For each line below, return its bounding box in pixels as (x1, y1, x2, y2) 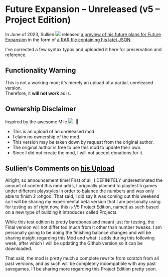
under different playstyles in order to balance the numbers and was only (5, 188, 154, 194)
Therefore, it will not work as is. (5, 90, 71, 96)
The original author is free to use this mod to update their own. (12, 144, 142, 150)
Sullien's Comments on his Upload (5, 164, 115, 172)
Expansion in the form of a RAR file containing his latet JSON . (5, 37, 132, 43)
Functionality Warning (5, 66, 76, 75)
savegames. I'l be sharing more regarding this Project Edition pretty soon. (5, 266, 157, 272)
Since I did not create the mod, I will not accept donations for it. (12, 149, 144, 156)
